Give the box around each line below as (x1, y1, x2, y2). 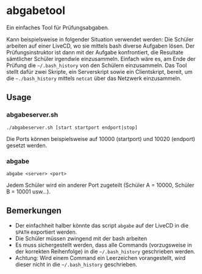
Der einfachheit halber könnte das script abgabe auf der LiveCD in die (15, 222, 189, 229)
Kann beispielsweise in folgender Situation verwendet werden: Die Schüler (6, 35, 194, 43)
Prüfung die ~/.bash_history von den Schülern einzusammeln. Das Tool (6, 62, 187, 69)
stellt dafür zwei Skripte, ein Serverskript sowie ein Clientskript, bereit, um (6, 68, 193, 75)
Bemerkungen (6, 206, 62, 216)
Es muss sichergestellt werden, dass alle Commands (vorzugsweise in (15, 241, 192, 248)
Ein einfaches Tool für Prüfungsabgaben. (6, 24, 110, 31)
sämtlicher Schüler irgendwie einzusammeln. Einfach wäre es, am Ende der (6, 55, 196, 62)
